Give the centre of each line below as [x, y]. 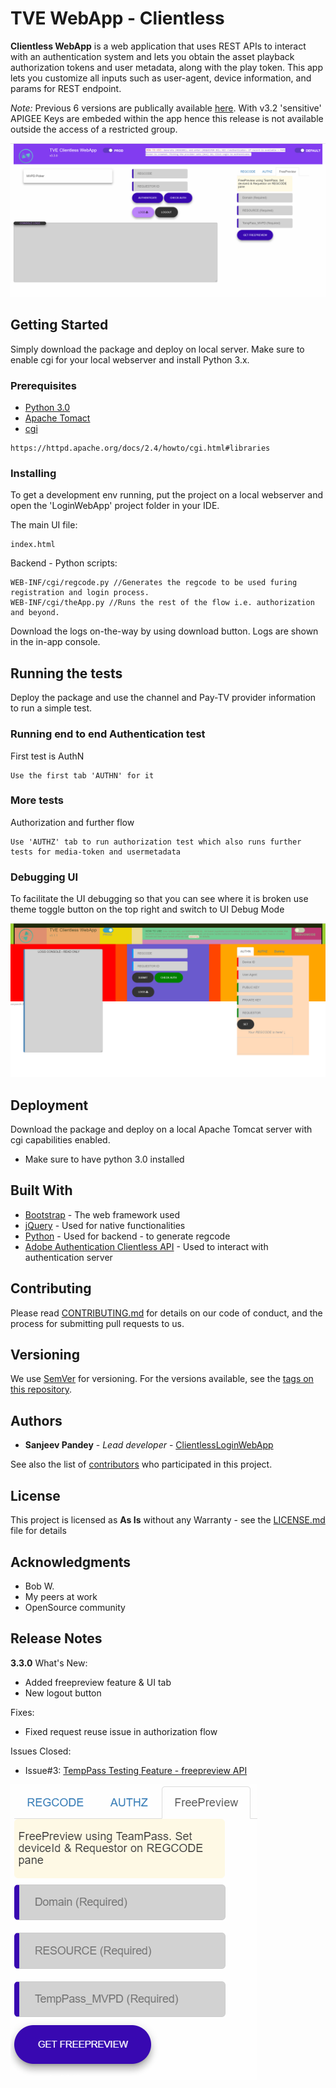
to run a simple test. [51, 708]
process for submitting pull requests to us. [97, 1323]
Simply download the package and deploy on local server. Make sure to [157, 349]
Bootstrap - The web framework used [102, 1214]
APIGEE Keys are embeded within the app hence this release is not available [167, 118]
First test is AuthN [47, 756]
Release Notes [56, 1638]
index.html [33, 545]
